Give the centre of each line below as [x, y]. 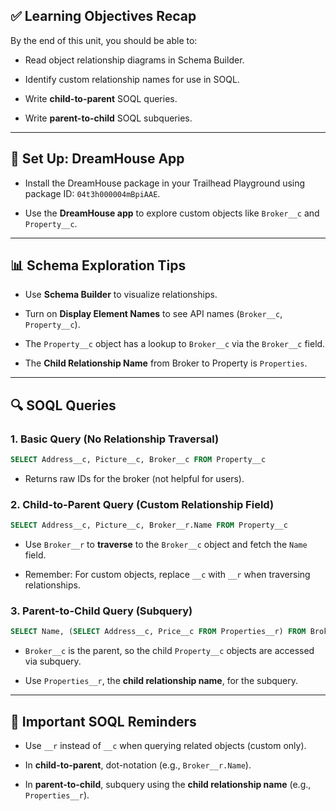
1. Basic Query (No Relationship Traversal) [115, 439]
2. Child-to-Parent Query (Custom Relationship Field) [142, 504]
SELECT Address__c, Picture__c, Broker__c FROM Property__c [138, 460]
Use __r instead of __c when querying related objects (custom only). [165, 746]
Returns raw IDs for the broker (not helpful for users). [134, 478]
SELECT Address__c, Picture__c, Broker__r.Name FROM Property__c [149, 525]
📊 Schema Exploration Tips [98, 265]
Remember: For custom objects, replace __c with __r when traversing [167, 575]
